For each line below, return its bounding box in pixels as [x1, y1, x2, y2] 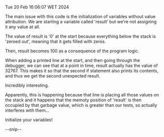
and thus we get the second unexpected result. [5, 73, 100, 78]
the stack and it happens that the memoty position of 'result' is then [5, 97, 142, 103]
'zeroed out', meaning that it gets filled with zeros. [5, 39, 106, 44]
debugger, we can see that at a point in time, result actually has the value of [5, 63, 158, 68]
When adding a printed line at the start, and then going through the [5, 58, 141, 63]
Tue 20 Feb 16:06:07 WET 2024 [5, 4, 70, 10]
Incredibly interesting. [5, 82, 49, 88]
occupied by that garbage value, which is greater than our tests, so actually [5, 102, 158, 108]
